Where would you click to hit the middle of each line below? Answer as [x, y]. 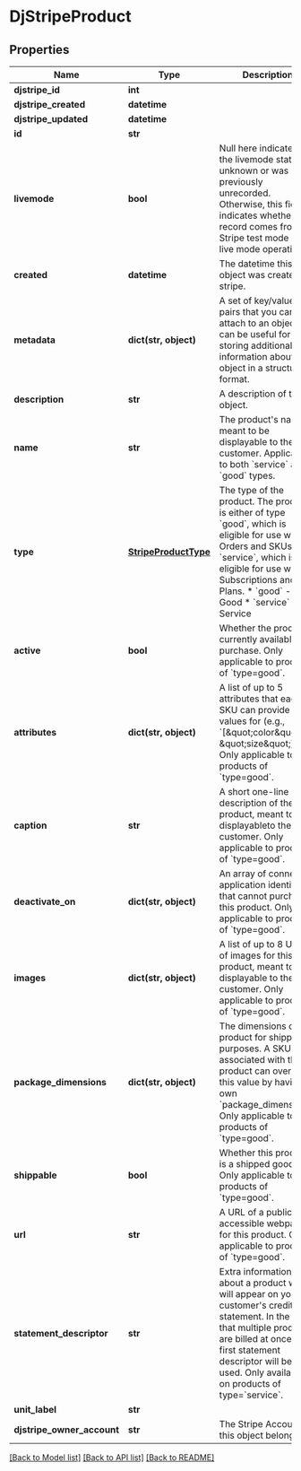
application [242, 885]
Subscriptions [248, 580]
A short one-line [254, 792]
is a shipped [245, 1164]
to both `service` [254, 464]
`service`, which [253, 557]
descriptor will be [256, 1361]
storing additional [256, 345]
